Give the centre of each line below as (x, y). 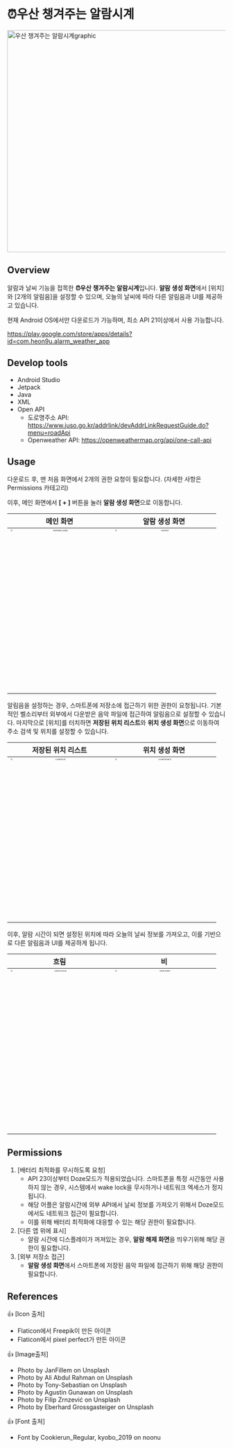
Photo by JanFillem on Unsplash (63, 1370)
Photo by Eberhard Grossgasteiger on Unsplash (85, 1407)
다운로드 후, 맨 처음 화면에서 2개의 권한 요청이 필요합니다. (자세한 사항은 (104, 479)
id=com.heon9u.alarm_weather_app (59, 341)
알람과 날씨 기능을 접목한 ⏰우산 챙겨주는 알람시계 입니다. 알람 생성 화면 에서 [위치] (116, 288)
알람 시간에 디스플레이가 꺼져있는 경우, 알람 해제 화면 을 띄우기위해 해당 (123, 1239)
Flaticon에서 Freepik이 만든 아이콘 (64, 1331)
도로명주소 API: (48, 417)
